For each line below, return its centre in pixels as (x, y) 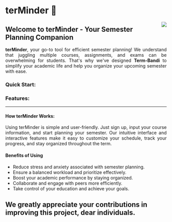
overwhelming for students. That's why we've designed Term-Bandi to (86, 60)
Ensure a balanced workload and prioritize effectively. (69, 172)
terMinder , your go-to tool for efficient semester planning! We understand (86, 50)
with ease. (16, 71)
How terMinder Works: (30, 116)
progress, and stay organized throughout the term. (59, 144)
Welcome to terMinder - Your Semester (69, 29)
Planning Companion (39, 37)
